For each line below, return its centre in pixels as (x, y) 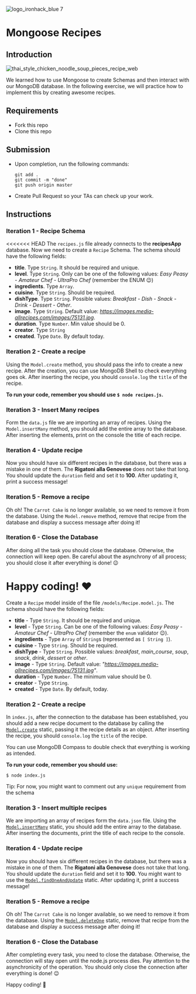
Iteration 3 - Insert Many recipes (53, 409)
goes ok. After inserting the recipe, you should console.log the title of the (97, 377)
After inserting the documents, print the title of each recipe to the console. (96, 833)
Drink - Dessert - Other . (43, 305)
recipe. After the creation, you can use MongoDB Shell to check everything (97, 371)
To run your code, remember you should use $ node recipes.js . (85, 394)
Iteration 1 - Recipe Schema (46, 231)
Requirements (32, 111)
